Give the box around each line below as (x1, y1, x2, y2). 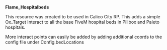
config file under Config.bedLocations (5, 39, 85, 45)
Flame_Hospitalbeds (5, 4, 49, 10)
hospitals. (5, 24, 26, 30)
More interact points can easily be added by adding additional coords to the (5, 34, 162, 40)
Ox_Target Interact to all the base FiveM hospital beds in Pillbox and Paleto (5, 19, 160, 25)
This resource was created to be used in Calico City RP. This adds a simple (5, 14, 161, 19)
